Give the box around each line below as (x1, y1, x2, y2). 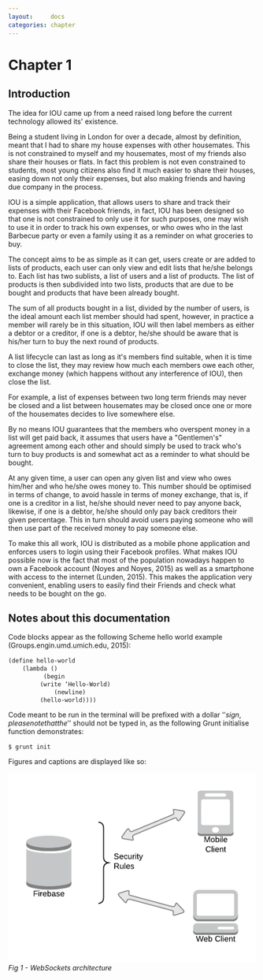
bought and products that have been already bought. (8, 288, 180, 297)
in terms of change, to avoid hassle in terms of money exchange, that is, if (8, 489, 248, 499)
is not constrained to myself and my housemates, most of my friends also (8, 148, 246, 158)
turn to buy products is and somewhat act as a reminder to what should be (8, 449, 250, 458)
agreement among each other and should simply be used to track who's (8, 441, 242, 451)
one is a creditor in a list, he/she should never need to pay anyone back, (8, 498, 242, 507)
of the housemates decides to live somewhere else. (8, 409, 176, 418)
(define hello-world (8, 657, 76, 665)
